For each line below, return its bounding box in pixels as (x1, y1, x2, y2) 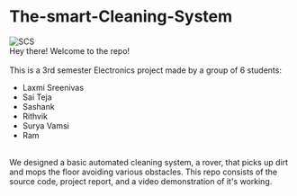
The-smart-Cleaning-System (9, 6, 233, 27)
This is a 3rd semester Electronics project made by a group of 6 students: (9, 65, 282, 76)
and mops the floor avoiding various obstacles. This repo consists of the (9, 166, 278, 177)
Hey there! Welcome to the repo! (9, 45, 130, 56)
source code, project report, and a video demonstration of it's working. (9, 175, 273, 186)
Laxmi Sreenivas (22, 82, 84, 93)
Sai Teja (22, 92, 52, 102)
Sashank (22, 101, 56, 111)
